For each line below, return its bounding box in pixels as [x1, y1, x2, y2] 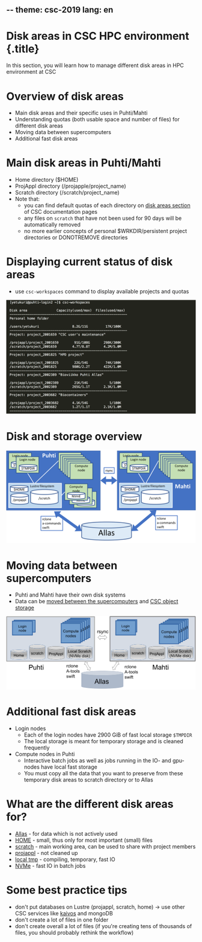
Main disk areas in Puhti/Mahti [6, 156, 161, 170]
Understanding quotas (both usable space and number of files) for [14, 116, 180, 123]
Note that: [14, 196, 40, 203]
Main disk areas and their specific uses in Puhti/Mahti [14, 109, 148, 117]
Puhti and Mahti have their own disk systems [14, 591, 126, 598]
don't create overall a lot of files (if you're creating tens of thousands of [14, 922, 192, 929]
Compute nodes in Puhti [14, 750, 75, 757]
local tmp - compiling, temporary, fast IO [14, 856, 115, 863]
